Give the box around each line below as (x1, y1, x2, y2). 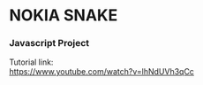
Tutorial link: (9, 57, 54, 67)
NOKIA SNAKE (9, 5, 118, 26)
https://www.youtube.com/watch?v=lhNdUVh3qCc (9, 66, 194, 77)
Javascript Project (9, 37, 90, 50)
